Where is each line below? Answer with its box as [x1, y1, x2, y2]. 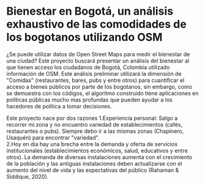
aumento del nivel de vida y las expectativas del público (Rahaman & [6, 166, 179, 174]
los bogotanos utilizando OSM [6, 31, 163, 44]
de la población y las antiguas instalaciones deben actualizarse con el [6, 160, 182, 167]
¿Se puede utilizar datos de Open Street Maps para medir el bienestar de [6, 50, 190, 58]
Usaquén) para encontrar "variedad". [6, 133, 100, 141]
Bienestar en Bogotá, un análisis [6, 4, 173, 18]
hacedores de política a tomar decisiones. [6, 102, 112, 110]
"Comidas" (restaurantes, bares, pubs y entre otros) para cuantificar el [6, 76, 185, 84]
